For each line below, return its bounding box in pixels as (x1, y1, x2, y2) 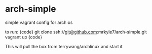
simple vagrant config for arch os (5, 19, 73, 25)
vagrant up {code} (5, 34, 42, 40)
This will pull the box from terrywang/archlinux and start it (5, 43, 123, 49)
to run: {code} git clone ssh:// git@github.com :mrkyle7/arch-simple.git (5, 29, 147, 35)
